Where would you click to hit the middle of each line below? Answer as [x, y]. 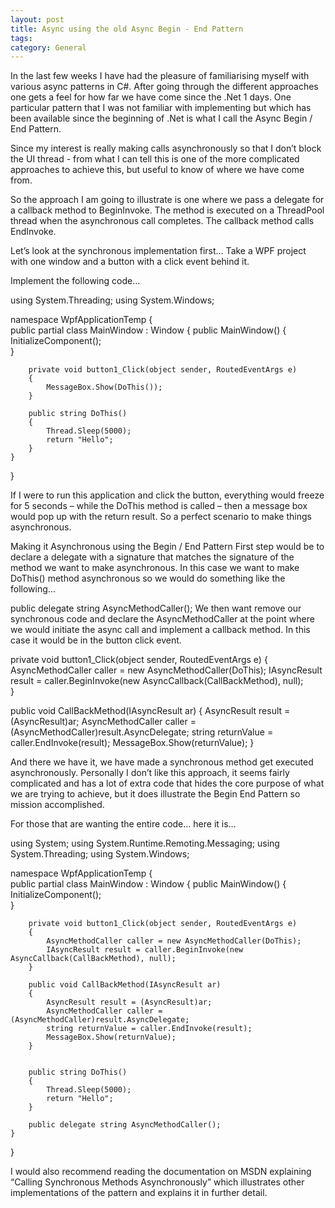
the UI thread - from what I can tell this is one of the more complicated [155, 159]
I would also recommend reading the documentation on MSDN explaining [161, 1172]
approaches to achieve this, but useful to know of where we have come [157, 170]
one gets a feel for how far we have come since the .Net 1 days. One [151, 97]
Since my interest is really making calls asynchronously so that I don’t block [166, 148]
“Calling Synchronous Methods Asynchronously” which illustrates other [157, 1182]
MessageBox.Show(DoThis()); [104, 387]
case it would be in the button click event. [96, 640]
